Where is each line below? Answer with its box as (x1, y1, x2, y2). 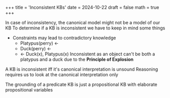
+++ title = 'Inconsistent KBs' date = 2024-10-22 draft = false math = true (5, 5, 159, 10)
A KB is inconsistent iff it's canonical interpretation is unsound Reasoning (5, 66, 158, 72)
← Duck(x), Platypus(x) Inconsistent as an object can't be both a (20, 51, 155, 57)
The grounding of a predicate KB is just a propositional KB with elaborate (5, 81, 157, 87)
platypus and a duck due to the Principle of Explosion (20, 56, 133, 62)
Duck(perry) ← (20, 46, 52, 51)
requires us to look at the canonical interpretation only (5, 72, 118, 78)
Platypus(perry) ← (20, 40, 59, 46)
